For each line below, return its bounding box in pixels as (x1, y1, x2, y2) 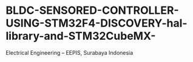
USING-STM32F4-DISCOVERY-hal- (5, 16, 188, 30)
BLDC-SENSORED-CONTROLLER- (5, 4, 180, 17)
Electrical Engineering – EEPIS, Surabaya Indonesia (5, 49, 134, 56)
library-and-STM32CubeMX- (5, 29, 156, 43)
